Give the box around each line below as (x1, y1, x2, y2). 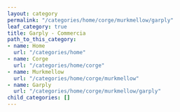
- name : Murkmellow (7, 68, 64, 75)
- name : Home (7, 42, 46, 49)
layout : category (7, 10, 58, 17)
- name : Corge (7, 56, 49, 63)
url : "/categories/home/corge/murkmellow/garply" (13, 88, 161, 95)
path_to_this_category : (7, 36, 77, 43)
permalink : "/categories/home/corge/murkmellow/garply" (7, 17, 174, 24)
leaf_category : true (7, 23, 68, 30)
